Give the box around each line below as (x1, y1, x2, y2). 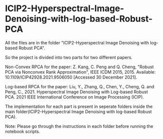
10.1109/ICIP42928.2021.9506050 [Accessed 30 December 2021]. (5, 74, 137, 80)
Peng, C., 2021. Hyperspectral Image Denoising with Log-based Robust (5, 89, 148, 95)
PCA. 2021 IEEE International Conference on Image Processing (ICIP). (5, 94, 145, 100)
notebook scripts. (5, 128, 40, 134)
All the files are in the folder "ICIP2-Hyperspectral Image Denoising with (5, 40, 149, 45)
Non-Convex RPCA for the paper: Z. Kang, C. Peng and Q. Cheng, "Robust (5, 64, 154, 70)
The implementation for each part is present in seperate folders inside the (5, 103, 153, 109)
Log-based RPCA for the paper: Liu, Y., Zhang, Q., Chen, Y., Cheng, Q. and (5, 83, 155, 89)
